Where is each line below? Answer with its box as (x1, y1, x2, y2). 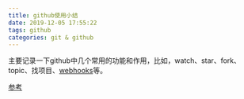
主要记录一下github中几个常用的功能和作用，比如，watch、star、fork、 (8, 56, 242, 65)
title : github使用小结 (8, 11, 78, 20)
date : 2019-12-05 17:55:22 (8, 19, 97, 27)
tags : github (8, 26, 51, 34)
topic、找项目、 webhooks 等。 (8, 66, 107, 75)
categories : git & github (8, 33, 93, 42)
